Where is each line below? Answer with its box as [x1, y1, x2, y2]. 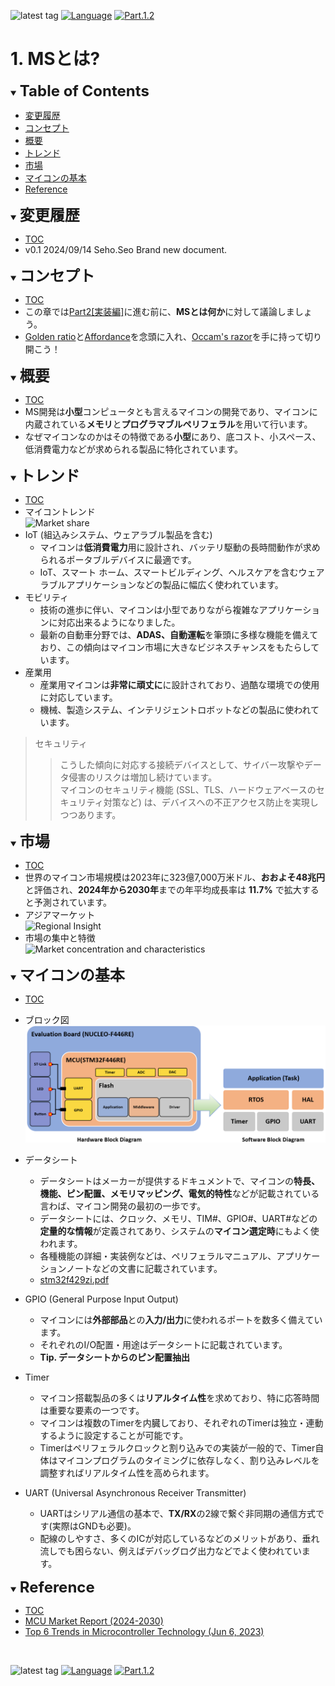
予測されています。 [33, 896, 112, 908]
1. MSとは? [10, 48, 101, 70]
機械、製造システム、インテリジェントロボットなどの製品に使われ [39, 703, 312, 715]
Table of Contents [19, 81, 150, 100]
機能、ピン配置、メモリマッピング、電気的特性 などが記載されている [39, 1187, 320, 1199]
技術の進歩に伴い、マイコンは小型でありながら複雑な [39, 603, 260, 615]
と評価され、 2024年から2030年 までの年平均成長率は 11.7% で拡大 [24, 883, 302, 895]
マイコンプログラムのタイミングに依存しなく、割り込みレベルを [57, 1454, 320, 1466]
